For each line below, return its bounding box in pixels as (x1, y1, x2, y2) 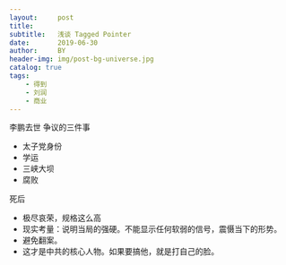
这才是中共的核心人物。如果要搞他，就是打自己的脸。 (22, 246, 220, 257)
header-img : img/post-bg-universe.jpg (9, 55, 154, 64)
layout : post (9, 13, 74, 22)
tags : (9, 72, 30, 81)
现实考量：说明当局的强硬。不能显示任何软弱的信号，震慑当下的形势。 (22, 224, 282, 235)
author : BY (9, 47, 66, 56)
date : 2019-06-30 (9, 38, 99, 47)
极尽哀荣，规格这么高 (22, 212, 101, 224)
